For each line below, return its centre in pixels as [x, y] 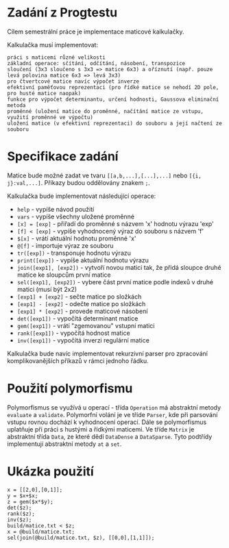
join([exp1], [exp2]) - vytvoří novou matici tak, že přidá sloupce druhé [119, 267]
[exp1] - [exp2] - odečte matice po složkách [81, 303]
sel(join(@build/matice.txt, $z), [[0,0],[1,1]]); [81, 538]
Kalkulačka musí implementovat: [52, 45]
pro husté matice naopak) [44, 93]
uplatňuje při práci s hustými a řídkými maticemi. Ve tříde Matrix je [101, 429]
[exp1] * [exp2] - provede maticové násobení [82, 311]
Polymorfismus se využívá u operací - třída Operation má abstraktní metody [114, 407]
